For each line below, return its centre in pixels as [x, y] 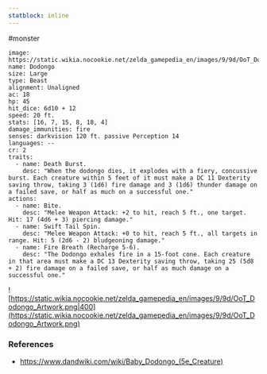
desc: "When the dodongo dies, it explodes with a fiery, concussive [140, 171]
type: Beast [28, 80]
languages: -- [32, 143]
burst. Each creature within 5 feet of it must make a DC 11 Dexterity [129, 178]
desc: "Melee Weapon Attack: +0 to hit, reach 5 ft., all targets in [140, 233]
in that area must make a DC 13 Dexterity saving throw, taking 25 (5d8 [131, 261]
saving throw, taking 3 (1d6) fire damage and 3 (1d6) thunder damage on [133, 185]
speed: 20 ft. [32, 115]
